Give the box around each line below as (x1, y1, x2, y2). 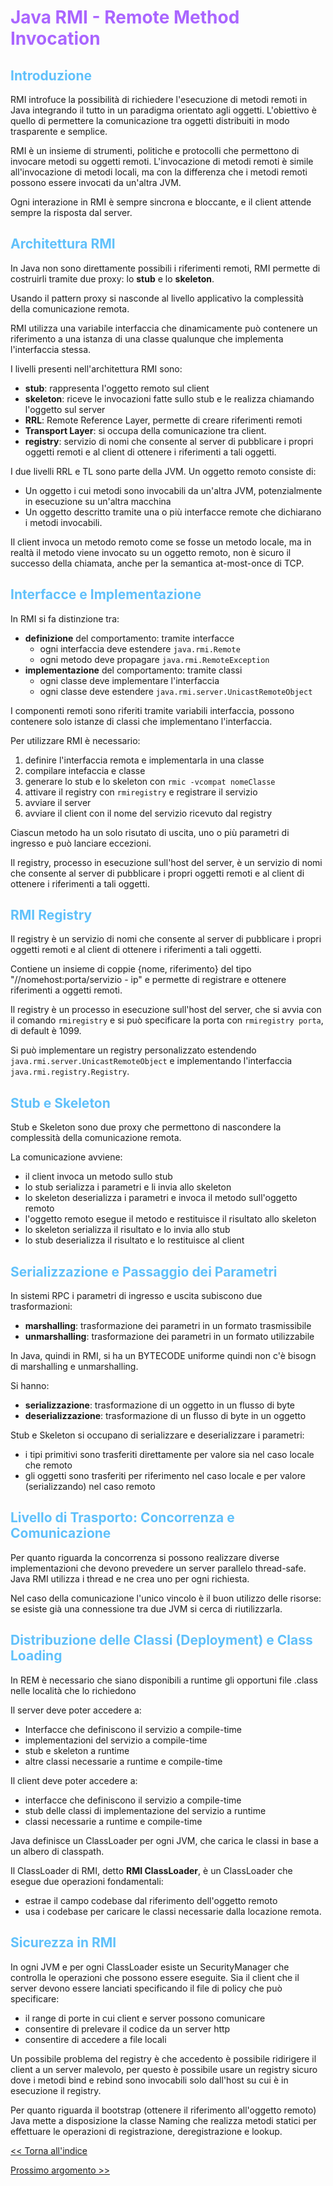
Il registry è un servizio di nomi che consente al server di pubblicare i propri (10, 933, 322, 945)
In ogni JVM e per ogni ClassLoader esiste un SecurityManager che (10, 1961, 290, 1973)
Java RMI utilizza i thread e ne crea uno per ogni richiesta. (10, 1572, 250, 1585)
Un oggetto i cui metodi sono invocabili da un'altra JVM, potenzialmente (24, 484, 323, 496)
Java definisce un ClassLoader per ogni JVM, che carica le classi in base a (10, 1834, 319, 1846)
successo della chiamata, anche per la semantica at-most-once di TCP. (10, 557, 305, 569)
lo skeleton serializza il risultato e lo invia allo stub (24, 1224, 231, 1236)
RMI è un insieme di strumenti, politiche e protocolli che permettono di (10, 145, 300, 156)
